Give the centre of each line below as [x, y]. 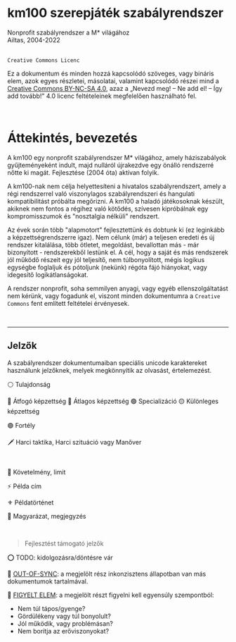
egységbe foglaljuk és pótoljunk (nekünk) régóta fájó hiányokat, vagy [107, 267]
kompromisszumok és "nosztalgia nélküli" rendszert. [84, 216]
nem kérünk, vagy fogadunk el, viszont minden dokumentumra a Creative [114, 296]
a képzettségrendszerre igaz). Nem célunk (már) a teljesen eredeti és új [111, 237]
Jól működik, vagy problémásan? [65, 623]
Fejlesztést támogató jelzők [64, 543]
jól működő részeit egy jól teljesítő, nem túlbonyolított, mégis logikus [106, 259]
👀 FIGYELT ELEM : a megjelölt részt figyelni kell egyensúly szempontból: [111, 595]
